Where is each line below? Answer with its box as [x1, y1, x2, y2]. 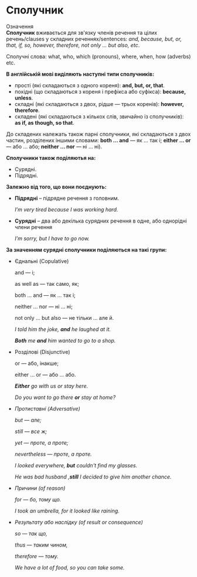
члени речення [14, 223, 53, 230]
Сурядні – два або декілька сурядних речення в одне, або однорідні [14, 217, 187, 224]
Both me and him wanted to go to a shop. [14, 337, 116, 344]
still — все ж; [14, 428, 47, 435]
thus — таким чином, [14, 541, 68, 548]
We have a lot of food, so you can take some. [14, 564, 125, 571]
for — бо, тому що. [14, 496, 62, 503]
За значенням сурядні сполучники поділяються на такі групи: [6, 246, 167, 253]
